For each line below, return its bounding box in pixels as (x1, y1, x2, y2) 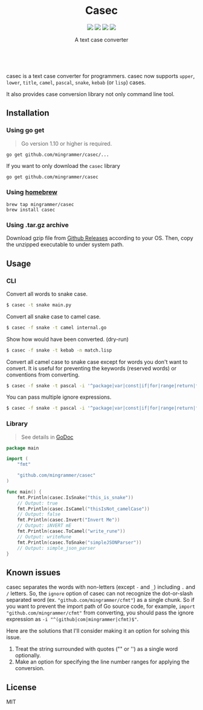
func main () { (6, 489, 42, 495)
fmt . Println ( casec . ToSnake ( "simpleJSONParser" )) (17, 539, 142, 546)
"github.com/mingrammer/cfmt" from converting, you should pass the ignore (6, 609, 195, 616)
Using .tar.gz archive (6, 221, 69, 229)
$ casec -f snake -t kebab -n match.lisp (6, 347, 112, 353)
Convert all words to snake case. (6, 290, 88, 297)
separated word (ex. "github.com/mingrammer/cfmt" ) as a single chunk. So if (6, 596, 195, 604)
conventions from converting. (6, 371, 80, 378)
